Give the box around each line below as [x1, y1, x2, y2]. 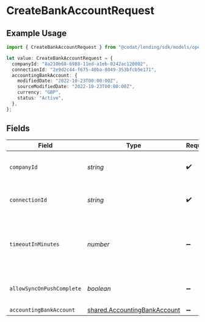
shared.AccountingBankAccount [87, 306, 181, 315]
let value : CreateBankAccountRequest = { [6, 55, 113, 61]
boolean [87, 285, 111, 293]
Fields [6, 123, 31, 134]
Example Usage [6, 28, 67, 38]
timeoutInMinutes [9, 241, 60, 248]
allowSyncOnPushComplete [9, 285, 82, 292]
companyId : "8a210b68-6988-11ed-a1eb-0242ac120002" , [12, 60, 149, 67]
